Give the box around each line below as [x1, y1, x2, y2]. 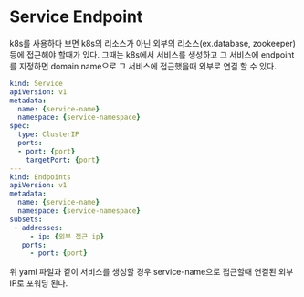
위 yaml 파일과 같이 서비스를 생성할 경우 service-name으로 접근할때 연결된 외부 [9, 267, 294, 278]
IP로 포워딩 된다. [9, 278, 68, 289]
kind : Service [9, 79, 64, 88]
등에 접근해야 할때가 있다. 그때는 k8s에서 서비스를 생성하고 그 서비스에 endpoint [9, 48, 295, 60]
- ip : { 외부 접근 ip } [29, 231, 105, 241]
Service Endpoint [9, 6, 143, 27]
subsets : [9, 215, 43, 224]
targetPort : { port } [26, 155, 100, 164]
